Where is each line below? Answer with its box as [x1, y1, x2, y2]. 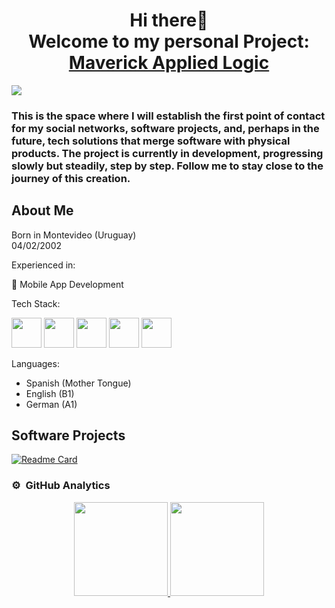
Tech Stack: [11, 297, 61, 309]
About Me [11, 202, 74, 219]
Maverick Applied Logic [68, 52, 270, 74]
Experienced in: [11, 259, 76, 271]
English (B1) [25, 387, 75, 399]
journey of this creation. [11, 171, 131, 185]
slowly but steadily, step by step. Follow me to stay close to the [11, 159, 324, 173]
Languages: [11, 357, 60, 369]
